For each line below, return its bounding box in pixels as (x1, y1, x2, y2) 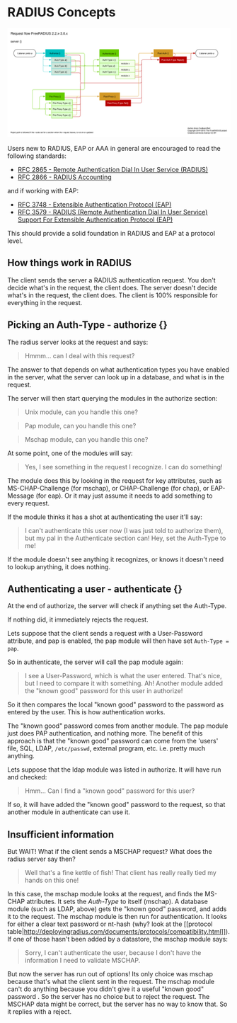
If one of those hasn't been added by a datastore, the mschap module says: (7, 935, 229, 944)
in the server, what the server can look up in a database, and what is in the (7, 372, 225, 381)
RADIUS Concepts (7, 4, 116, 21)
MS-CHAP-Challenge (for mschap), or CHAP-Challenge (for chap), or (7, 484, 209, 492)
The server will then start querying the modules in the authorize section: (7, 394, 218, 402)
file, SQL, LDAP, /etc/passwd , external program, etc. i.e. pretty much (7, 744, 206, 753)
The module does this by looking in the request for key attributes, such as (7, 476, 222, 485)
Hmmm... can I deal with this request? (24, 351, 135, 360)
